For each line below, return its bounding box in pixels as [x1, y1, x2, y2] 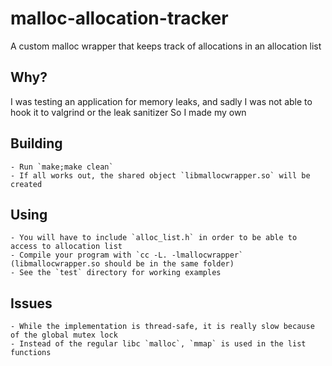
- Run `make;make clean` [10, 162, 114, 172]
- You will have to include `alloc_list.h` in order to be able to [10, 233, 298, 243]
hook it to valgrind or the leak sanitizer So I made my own [10, 106, 247, 118]
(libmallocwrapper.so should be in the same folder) [10, 259, 235, 269]
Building [10, 135, 63, 152]
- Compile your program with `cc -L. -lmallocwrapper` [10, 250, 244, 261]
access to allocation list [10, 242, 123, 252]
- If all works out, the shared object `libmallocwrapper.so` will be [10, 170, 311, 181]
